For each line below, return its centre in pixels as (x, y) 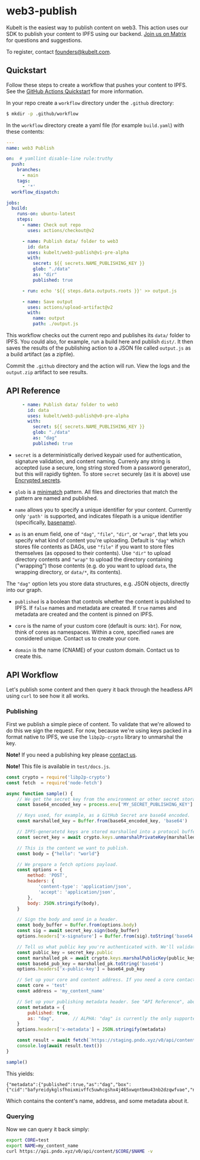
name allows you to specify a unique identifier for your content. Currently (103, 510)
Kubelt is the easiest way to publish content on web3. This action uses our (97, 27)
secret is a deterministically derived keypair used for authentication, (99, 455)
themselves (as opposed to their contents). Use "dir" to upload (93, 553)
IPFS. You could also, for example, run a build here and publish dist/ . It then (100, 342)
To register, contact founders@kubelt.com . (59, 51)
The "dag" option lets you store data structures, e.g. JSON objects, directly (98, 584)
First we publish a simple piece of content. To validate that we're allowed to (99, 724)
